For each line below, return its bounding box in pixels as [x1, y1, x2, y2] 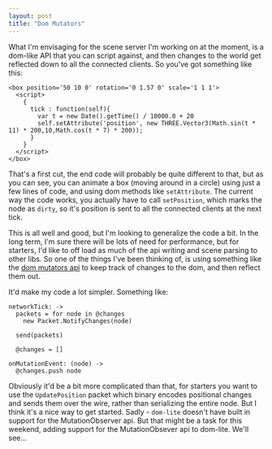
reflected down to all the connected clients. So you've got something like [8, 59, 253, 69]
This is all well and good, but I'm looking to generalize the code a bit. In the [8, 228, 259, 238]
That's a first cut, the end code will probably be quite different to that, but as [8, 168, 264, 179]
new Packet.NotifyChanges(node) [23, 316, 132, 325]
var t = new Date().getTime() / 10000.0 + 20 [37, 111, 195, 120]
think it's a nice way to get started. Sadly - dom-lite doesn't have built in [8, 407, 251, 416]
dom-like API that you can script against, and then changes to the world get [8, 50, 261, 60]
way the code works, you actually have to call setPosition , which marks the [8, 194, 262, 204]
